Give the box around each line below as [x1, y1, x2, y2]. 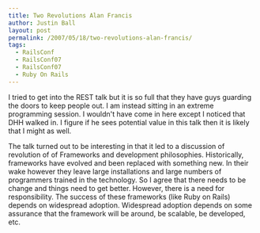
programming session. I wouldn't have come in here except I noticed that [8, 109, 246, 119]
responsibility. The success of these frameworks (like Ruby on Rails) [8, 192, 231, 201]
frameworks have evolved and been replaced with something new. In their [8, 158, 249, 167]
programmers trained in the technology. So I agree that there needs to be [8, 175, 247, 185]
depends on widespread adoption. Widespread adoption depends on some [8, 200, 253, 210]
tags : [8, 41, 26, 49]
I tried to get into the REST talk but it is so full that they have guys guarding [8, 92, 251, 101]
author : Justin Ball [8, 19, 77, 27]
